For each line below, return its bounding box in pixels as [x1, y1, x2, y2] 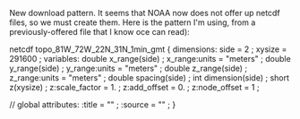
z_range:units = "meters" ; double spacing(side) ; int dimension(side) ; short [9, 72, 289, 83]
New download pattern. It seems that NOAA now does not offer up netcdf [9, 8, 280, 18]
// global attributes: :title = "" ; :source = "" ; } [9, 99, 176, 110]
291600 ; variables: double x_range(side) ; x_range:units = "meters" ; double [9, 54, 291, 64]
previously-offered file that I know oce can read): [9, 27, 190, 37]
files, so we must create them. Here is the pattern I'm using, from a [9, 17, 256, 28]
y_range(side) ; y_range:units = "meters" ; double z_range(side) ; [9, 63, 248, 73]
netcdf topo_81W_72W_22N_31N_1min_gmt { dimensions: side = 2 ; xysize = [9, 44, 287, 55]
